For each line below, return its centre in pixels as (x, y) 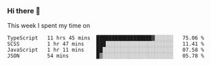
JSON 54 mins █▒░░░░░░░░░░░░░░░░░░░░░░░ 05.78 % (106, 56)
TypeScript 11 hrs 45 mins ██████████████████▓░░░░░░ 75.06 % (106, 38)
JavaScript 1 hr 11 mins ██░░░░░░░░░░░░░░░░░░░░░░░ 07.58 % (106, 50)
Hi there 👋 (24, 11)
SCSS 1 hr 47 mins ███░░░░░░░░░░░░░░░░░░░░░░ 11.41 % (106, 44)
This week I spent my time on (49, 26)
